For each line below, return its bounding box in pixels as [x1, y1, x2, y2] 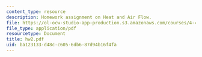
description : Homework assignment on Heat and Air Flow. [6, 14, 152, 20]
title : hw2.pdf [6, 36, 44, 42]
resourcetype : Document [6, 31, 66, 37]
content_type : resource [6, 8, 66, 15]
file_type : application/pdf [6, 25, 77, 31]
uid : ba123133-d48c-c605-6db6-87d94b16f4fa [6, 42, 117, 48]
